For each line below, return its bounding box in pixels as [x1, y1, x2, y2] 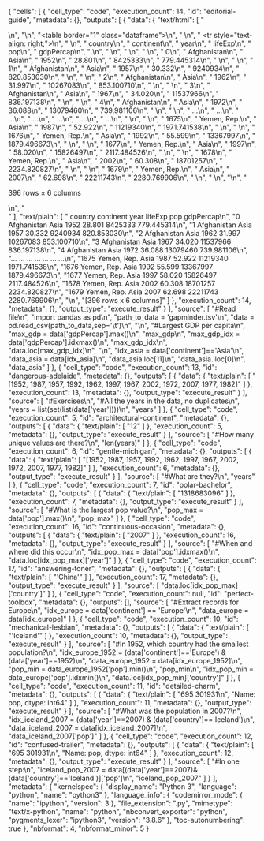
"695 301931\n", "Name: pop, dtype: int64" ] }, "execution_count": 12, [8, 749, 234, 757]
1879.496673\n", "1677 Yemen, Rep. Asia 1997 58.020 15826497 [8, 271, 217, 279]
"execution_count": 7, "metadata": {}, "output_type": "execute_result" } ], [8, 497, 244, 506]
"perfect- [223, 589, 255, 598]
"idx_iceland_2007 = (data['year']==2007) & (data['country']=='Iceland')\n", [8, 715, 255, 724]
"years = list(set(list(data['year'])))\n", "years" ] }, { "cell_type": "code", [8, 405, 238, 413]
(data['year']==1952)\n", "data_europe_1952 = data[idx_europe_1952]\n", [8, 656, 243, 665]
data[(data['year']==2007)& [107, 765, 199, 774]
